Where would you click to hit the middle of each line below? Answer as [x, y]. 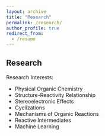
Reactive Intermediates [43, 120]
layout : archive [26, 12]
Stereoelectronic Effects [44, 101]
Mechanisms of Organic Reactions [57, 114]
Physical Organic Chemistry [49, 89]
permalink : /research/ [34, 22]
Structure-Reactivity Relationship [55, 95]
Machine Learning [37, 126]
